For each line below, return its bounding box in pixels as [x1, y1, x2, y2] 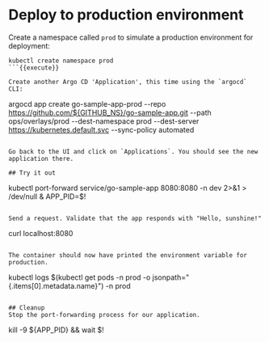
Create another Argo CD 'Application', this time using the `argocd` [8, 78, 248, 86]
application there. [8, 154, 74, 163]
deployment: [8, 40, 50, 50]
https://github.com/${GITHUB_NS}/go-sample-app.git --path [8, 108, 212, 117]
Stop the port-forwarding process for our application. [8, 310, 200, 319]
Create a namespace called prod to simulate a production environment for [8, 32, 254, 42]
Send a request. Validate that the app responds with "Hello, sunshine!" [8, 214, 263, 222]
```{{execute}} [8, 63, 60, 72]
